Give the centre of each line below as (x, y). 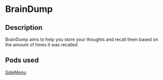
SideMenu (16, 72)
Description (24, 28)
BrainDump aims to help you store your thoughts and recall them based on (82, 39)
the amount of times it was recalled (41, 45)
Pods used (22, 60)
